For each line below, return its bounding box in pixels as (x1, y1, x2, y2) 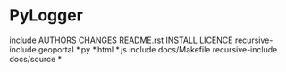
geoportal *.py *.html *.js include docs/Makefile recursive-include (38, 44, 278, 54)
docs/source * (9, 53, 63, 64)
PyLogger (9, 5, 83, 26)
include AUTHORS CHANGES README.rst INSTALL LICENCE (9, 35, 233, 45)
